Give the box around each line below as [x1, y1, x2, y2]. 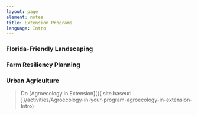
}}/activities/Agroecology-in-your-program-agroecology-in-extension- [20, 96, 193, 104]
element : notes [6, 14, 44, 20]
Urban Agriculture [6, 76, 59, 85]
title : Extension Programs [6, 20, 73, 25]
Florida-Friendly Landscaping [6, 45, 93, 53]
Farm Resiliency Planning [6, 60, 81, 69]
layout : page [6, 8, 38, 15]
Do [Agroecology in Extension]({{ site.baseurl [20, 90, 132, 97]
